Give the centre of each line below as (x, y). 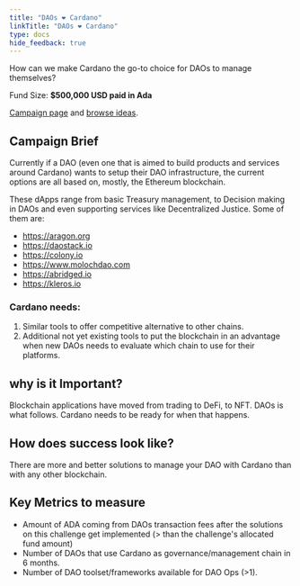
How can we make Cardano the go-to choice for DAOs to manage (131, 68)
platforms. (41, 356)
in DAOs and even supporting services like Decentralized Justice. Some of (147, 209)
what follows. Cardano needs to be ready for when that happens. (129, 415)
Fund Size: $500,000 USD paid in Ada (81, 95)
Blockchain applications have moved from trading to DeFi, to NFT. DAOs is (146, 405)
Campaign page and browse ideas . (74, 113)
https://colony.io (53, 255)
